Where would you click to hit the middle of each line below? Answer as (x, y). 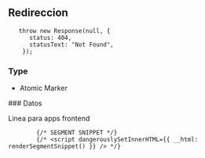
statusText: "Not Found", (71, 45)
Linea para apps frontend (49, 118)
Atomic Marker (44, 88)
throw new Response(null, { (64, 31)
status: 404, (50, 38)
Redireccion (38, 13)
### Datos (25, 103)
